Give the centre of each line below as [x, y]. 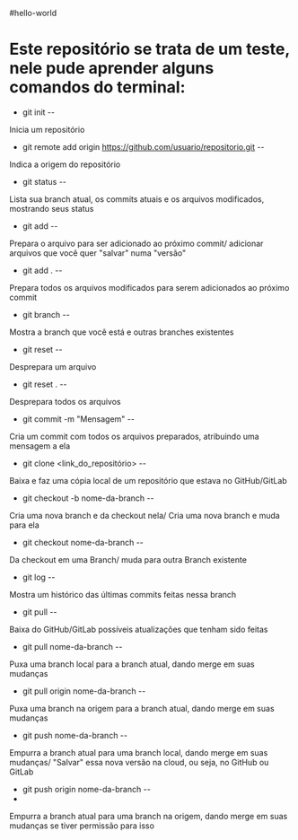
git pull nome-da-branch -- [72, 646]
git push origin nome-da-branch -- [86, 789]
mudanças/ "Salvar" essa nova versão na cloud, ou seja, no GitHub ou [139, 762]
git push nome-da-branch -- [75, 735]
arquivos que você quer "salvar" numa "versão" [98, 253]
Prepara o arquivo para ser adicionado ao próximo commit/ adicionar [136, 243]
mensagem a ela [40, 446]
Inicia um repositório [47, 129]
